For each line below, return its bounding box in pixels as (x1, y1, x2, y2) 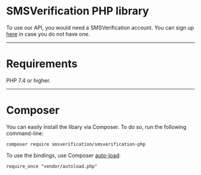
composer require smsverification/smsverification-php (6, 141, 146, 147)
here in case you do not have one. (6, 30, 90, 37)
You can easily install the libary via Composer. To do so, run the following (6, 123, 187, 130)
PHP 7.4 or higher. (6, 77, 51, 84)
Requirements (6, 57, 78, 71)
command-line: (6, 129, 44, 137)
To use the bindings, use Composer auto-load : (6, 152, 121, 159)
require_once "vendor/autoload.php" (6, 163, 98, 169)
